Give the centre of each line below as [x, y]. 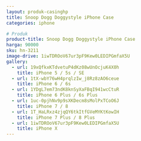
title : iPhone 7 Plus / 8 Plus [56, 118]
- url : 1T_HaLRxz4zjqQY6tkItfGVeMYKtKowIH [65, 112]
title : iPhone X [37, 129]
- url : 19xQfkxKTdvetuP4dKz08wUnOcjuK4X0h [65, 67]
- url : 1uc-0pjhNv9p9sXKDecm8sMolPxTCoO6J [65, 101]
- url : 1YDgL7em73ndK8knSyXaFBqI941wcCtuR [65, 90]
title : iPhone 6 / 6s [44, 84]
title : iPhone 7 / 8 [43, 106]
